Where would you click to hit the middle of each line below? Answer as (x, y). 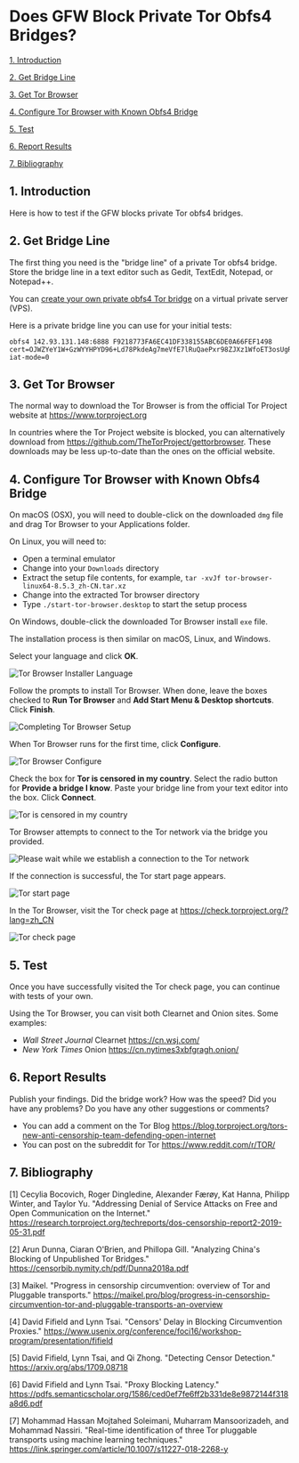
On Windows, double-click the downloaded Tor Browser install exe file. (139, 622)
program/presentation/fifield (61, 1340)
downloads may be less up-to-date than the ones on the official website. (142, 451)
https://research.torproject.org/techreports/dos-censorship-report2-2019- (145, 1223)
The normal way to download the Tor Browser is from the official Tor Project (148, 406)
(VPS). (21, 308)
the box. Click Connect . (53, 798)
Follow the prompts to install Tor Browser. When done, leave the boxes (138, 691)
